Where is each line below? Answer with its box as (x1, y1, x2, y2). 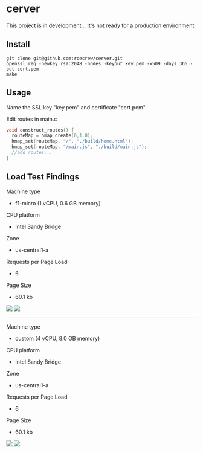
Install (6, 39, 30, 50)
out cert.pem (6, 66, 39, 72)
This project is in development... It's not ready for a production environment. (6, 22, 196, 29)
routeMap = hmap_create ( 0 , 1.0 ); (11, 132, 94, 139)
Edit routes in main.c (6, 115, 57, 123)
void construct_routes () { (6, 127, 74, 133)
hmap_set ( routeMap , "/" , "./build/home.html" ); (11, 138, 134, 144)
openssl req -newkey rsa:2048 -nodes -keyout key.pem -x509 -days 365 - (6, 60, 193, 66)
